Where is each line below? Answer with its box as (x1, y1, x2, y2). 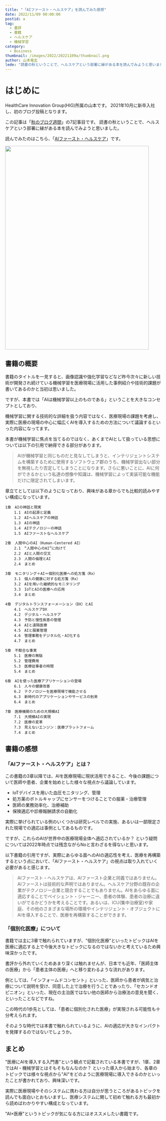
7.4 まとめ (14, 730, 36, 735)
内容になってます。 (13, 425, 52, 431)
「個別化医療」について (5, 925, 61, 932)
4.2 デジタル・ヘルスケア (14, 612, 61, 617)
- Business (9, 48, 32, 53)
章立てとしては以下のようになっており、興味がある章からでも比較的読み (5, 487, 152, 494)
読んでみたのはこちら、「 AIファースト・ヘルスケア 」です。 (5, 136, 124, 142)
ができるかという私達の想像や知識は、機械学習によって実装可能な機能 (17, 471, 160, 477)
